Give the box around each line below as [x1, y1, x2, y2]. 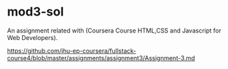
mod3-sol [7, 4, 64, 20]
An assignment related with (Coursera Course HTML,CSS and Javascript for [7, 26, 221, 34]
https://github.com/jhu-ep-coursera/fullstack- [7, 47, 137, 55]
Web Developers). [7, 33, 58, 41]
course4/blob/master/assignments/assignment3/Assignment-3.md [7, 53, 195, 62]
